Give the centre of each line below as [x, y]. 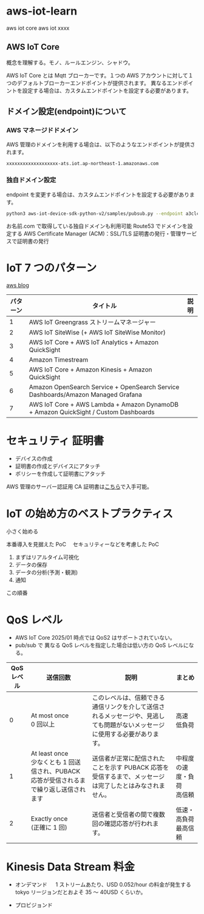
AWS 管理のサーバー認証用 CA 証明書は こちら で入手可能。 [80, 487]
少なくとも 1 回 [53, 762]
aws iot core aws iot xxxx [38, 28]
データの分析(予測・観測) [46, 572]
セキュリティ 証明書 [55, 441]
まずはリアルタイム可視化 [47, 557]
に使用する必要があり [123, 734]
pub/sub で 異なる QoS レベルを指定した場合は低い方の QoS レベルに [102, 645]
